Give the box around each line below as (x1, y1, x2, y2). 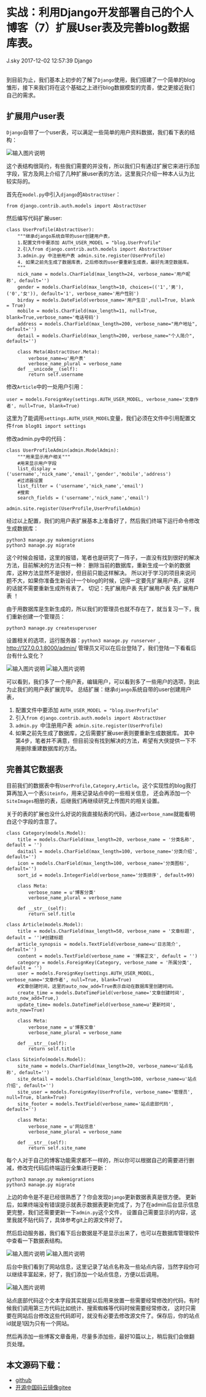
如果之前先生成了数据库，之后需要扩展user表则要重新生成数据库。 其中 (15, 729, 195, 736)
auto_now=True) (6, 1007, 45, 1013)
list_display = (17, 465, 56, 472)
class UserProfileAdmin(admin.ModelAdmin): (6, 447, 120, 454)
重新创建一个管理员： (11, 612, 66, 620)
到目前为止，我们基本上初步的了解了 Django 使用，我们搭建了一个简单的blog (6, 76, 195, 83)
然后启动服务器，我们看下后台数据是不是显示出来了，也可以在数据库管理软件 (6, 1229, 200, 1236)
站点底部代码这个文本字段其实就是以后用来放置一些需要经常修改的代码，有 (6, 1296, 194, 1304)
